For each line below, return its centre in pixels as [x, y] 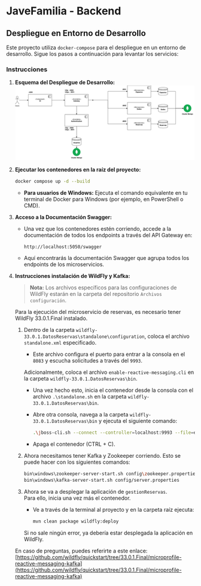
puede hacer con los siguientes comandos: [77, 462]
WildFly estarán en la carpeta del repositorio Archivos [96, 294]
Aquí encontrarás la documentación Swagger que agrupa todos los [106, 258]
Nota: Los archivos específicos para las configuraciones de [103, 288]
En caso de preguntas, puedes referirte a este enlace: [81, 551]
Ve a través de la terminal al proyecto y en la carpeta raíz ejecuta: [113, 509]
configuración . [48, 300]
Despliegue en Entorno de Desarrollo [76, 33]
